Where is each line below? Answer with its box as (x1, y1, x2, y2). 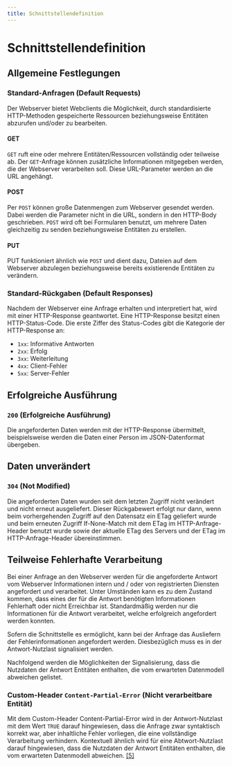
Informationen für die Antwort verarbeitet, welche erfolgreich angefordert (7, 609, 217, 617)
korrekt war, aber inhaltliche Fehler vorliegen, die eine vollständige (7, 729, 197, 738)
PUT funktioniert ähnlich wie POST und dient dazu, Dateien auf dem (7, 257, 197, 265)
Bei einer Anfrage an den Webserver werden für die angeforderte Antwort (7, 572, 218, 580)
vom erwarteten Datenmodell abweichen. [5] (7, 751, 135, 759)
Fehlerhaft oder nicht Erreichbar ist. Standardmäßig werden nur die (7, 602, 199, 610)
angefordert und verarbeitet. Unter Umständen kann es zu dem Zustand (7, 587, 213, 596)
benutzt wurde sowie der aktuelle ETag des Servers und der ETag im (30, 526, 226, 535)
